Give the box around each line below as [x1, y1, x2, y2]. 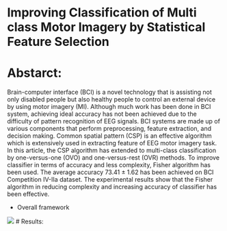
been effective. [7, 190, 50, 198]
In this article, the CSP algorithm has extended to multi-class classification [7, 146, 217, 155]
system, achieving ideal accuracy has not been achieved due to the [7, 110, 197, 118]
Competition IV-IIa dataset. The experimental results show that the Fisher [7, 175, 213, 184]
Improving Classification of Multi [7, 5, 197, 21]
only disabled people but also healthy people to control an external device [7, 95, 216, 104]
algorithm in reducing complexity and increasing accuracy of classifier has [7, 183, 217, 191]
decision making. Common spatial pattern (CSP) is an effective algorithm [7, 132, 212, 140]
